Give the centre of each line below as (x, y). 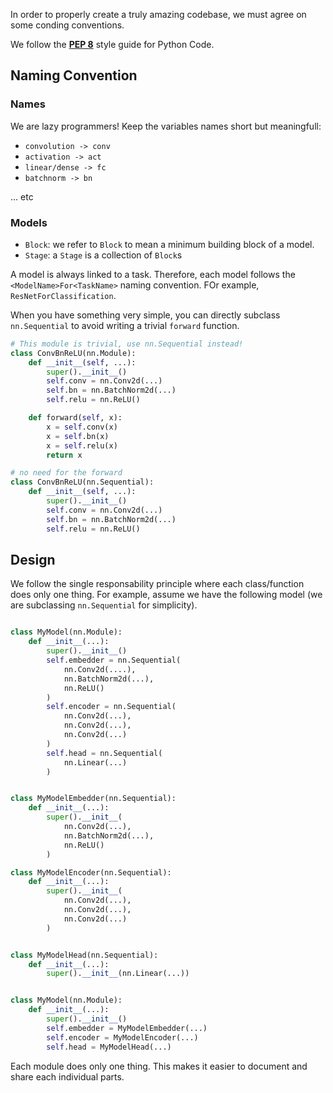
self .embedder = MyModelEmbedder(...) (127, 1028)
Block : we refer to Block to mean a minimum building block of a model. (169, 244)
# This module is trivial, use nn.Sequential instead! (127, 344)
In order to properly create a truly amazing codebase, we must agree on (158, 14)
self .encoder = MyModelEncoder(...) (122, 1037)
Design (33, 560)
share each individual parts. (67, 1076)
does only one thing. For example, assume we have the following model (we (166, 595)
